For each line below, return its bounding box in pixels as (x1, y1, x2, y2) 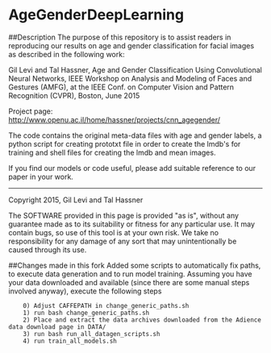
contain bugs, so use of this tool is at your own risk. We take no (8, 227, 219, 237)
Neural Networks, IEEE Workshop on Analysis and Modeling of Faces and (8, 73, 252, 83)
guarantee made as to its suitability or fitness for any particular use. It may (8, 219, 256, 229)
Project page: (8, 106, 53, 116)
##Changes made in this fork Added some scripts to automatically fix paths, (8, 260, 261, 270)
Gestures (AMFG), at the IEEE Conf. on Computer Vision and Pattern (8, 82, 235, 92)
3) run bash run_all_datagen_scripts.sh (23, 330, 161, 338)
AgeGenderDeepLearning (8, 6, 184, 24)
